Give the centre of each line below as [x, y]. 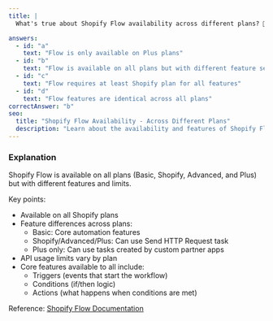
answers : [23, 38]
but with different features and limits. [70, 184]
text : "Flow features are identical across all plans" [118, 98]
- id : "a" [32, 46]
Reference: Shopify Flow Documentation [76, 309]
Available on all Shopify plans [69, 215]
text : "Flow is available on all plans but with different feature [139, 69]
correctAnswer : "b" [41, 106]
